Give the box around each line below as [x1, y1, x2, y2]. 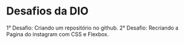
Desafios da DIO [6, 4, 89, 18]
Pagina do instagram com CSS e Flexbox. [6, 30, 109, 37]
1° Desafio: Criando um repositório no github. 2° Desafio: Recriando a [6, 24, 179, 31]
